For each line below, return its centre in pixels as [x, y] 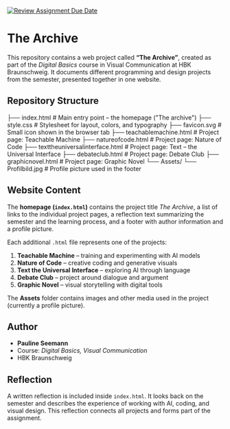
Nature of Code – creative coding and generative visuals [97, 263]
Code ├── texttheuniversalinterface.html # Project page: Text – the [102, 146]
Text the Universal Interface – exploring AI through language [104, 270]
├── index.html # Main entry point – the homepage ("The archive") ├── [109, 118]
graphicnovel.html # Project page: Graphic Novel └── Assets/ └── [102, 161]
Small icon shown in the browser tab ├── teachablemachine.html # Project [113, 132]
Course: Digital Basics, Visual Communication [82, 351]
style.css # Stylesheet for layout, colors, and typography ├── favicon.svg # [114, 124]
